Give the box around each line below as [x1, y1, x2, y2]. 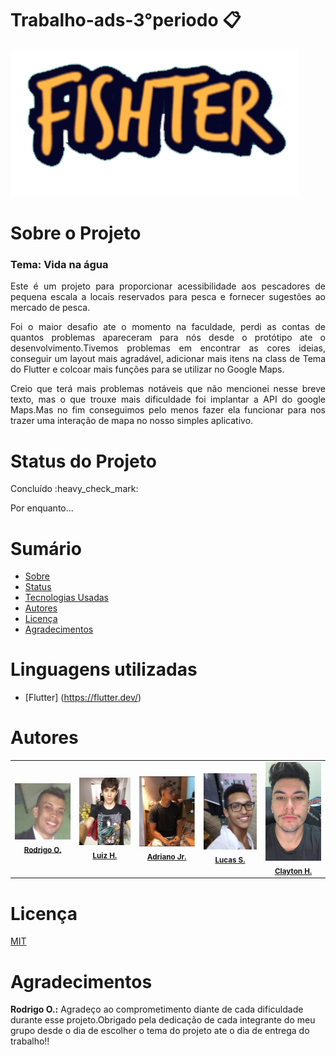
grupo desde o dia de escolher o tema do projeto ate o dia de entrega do [10, 1025, 310, 1037]
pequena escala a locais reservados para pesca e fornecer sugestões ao [10, 291, 326, 303]
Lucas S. [214, 855, 246, 865]
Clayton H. [274, 866, 313, 876]
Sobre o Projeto [10, 222, 142, 245]
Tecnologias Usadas [24, 592, 110, 604]
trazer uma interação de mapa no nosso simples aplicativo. [10, 415, 254, 427]
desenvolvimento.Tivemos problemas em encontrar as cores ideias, [10, 342, 326, 354]
